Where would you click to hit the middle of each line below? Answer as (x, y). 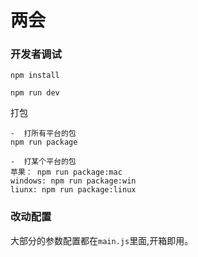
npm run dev (35, 93)
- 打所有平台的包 (43, 134)
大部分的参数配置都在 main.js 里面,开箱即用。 (102, 240)
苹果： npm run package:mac (66, 172)
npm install (35, 76)
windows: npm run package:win (73, 181)
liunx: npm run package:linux (73, 190)
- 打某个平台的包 (43, 162)
